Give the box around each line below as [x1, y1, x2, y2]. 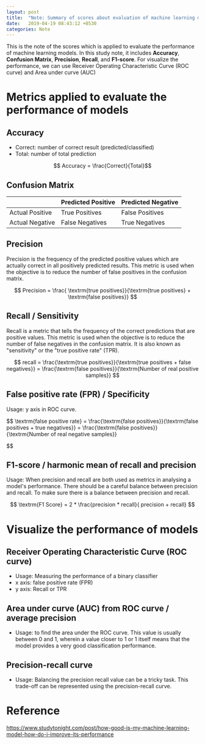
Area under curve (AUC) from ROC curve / [6, 603, 170, 614]
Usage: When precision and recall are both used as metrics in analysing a [6, 476, 191, 483]
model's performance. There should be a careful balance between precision [6, 483, 198, 490]
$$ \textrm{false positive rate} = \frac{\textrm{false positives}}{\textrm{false [6, 417, 199, 425]
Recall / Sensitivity [6, 311, 79, 321]
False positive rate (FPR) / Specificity [6, 389, 150, 400]
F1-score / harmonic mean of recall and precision [6, 459, 196, 470]
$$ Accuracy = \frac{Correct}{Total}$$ [53, 162, 152, 169]
